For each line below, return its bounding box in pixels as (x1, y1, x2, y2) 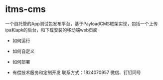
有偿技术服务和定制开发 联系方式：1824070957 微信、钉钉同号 (12, 69, 141, 75)
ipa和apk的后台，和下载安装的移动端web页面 (5, 26, 98, 33)
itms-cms (5, 3, 46, 15)
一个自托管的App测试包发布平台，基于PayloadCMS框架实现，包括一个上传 (5, 20, 158, 26)
